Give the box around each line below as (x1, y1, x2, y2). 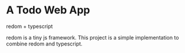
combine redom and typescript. (6, 40, 82, 47)
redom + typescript (6, 23, 53, 30)
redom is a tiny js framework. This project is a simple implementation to (6, 34, 179, 41)
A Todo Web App (6, 3, 90, 17)
